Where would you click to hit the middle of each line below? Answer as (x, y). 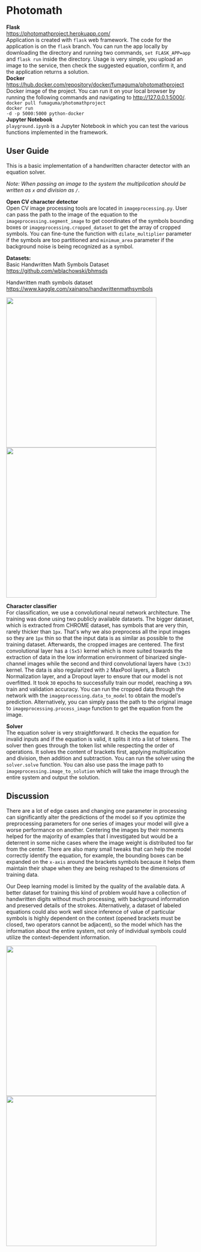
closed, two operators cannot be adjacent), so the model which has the (94, 924)
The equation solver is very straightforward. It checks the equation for (93, 732)
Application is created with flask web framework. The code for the (89, 40)
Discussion (28, 796)
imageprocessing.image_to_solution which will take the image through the (97, 771)
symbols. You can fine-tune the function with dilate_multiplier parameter (99, 233)
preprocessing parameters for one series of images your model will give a (97, 823)
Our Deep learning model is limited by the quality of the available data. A (95, 886)
